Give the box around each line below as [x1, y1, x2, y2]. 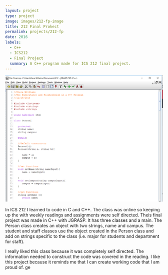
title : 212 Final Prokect [5, 24, 59, 29]
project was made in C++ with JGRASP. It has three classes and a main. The [5, 217, 162, 223]
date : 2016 [5, 35, 28, 40]
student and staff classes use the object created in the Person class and [5, 228, 154, 234]
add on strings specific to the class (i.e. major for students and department [5, 233, 159, 239]
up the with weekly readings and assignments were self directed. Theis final [5, 212, 162, 218]
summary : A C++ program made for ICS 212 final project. [9, 61, 131, 66]
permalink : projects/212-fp [5, 29, 64, 35]
